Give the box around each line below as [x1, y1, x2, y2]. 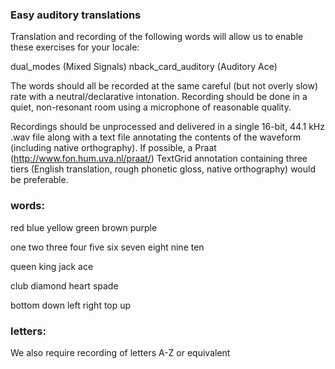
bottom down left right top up [10, 299, 132, 311]
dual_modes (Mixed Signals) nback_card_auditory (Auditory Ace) [10, 61, 278, 73]
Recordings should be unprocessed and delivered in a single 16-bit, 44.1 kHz [10, 121, 325, 133]
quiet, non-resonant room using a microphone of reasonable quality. [10, 101, 292, 113]
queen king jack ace [10, 260, 94, 272]
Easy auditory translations [10, 8, 142, 22]
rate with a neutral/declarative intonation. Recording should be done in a [10, 91, 308, 103]
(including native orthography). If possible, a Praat [10, 142, 217, 154]
